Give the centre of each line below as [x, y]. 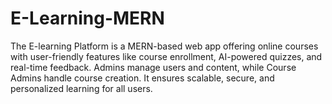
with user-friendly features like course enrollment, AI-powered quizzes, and [166, 56]
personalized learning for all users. [81, 88]
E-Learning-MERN [87, 18]
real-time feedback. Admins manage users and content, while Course [153, 67]
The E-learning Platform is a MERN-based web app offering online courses [164, 46]
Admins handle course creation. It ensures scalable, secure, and [142, 78]
